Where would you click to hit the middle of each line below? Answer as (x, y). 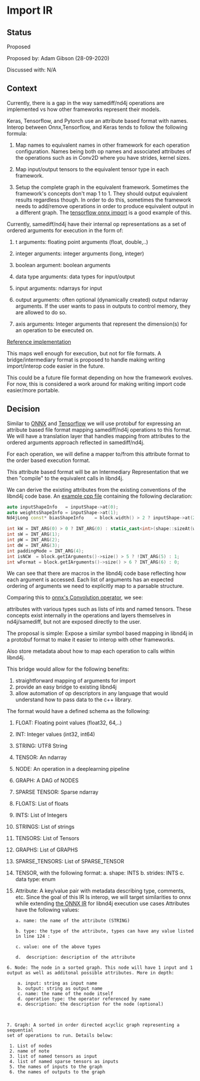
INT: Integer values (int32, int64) (55, 735)
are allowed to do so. (41, 312)
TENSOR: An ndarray (41, 757)
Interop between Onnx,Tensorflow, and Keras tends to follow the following (97, 127)
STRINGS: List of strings (45, 827)
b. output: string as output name (60, 989)
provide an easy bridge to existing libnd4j (66, 687)
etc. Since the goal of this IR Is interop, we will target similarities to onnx (103, 897)
